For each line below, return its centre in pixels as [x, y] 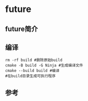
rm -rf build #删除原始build [34, 60]
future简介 [22, 29]
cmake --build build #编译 [32, 71]
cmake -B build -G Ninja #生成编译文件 [44, 65]
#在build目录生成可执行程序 [30, 76]
